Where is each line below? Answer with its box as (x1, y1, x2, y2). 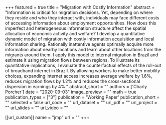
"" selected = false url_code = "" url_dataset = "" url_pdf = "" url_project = (5, 100, 158, 105)
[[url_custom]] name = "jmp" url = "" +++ (5, 115, 90, 120)
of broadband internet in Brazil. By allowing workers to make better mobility (5, 68, 161, 74)
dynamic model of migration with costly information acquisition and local (5, 36, 155, 42)
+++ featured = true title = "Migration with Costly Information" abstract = (5, 4, 155, 10)
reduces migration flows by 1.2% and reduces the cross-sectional (5, 78, 141, 84)
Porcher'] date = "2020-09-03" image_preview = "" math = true (5, 89, 137, 95)
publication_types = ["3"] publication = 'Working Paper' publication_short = (5, 94, 160, 100)
